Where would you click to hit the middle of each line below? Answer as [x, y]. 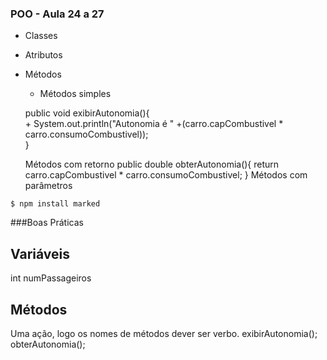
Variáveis [40, 253]
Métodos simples [75, 94]
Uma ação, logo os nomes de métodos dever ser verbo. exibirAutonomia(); [164, 333]
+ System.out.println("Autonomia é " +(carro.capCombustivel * [154, 124]
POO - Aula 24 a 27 [57, 14]
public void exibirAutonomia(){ [87, 113]
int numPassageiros [51, 278]
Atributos [43, 55]
